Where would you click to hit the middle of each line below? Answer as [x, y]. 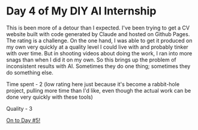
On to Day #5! [23, 120]
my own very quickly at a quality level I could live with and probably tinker [97, 47]
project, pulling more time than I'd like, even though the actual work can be [99, 90]
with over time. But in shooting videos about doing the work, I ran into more [99, 53]
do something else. [30, 72]
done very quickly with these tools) [49, 97]
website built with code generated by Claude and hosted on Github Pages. [98, 34]
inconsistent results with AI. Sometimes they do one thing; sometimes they [98, 66]
